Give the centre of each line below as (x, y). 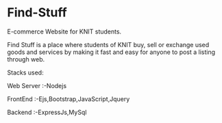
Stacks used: (25, 72)
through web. (26, 59)
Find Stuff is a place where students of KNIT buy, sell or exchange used (108, 44)
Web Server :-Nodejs (37, 85)
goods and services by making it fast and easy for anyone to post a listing (111, 52)
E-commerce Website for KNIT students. (64, 31)
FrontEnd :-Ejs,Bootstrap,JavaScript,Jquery (69, 99)
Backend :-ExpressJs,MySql (47, 112)
